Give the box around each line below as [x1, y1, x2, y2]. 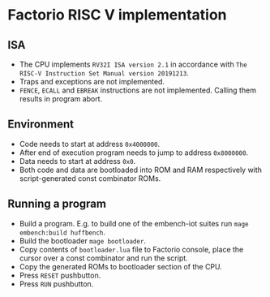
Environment [7, 118, 75, 131]
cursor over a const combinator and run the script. [19, 253, 188, 263]
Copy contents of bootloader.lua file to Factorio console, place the [19, 244, 244, 254]
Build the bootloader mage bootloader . [19, 235, 147, 245]
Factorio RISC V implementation [7, 6, 228, 24]
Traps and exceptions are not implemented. [19, 77, 165, 86]
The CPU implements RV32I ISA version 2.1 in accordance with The [19, 59, 248, 69]
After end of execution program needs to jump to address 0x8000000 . [19, 148, 249, 157]
